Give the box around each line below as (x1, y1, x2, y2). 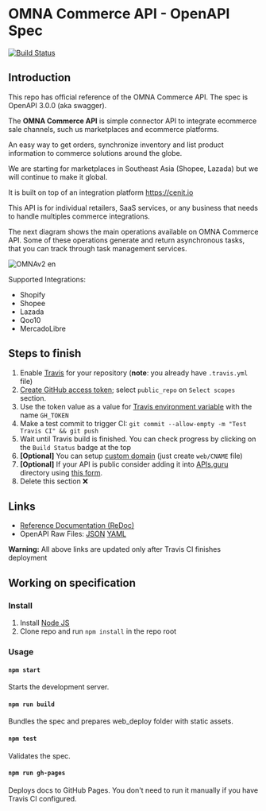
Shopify (19, 289, 46, 299)
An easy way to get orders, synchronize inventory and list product (8, 140, 224, 149)
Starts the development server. (8, 682, 110, 692)
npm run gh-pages (8, 769, 66, 778)
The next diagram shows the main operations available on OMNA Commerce (8, 227, 259, 236)
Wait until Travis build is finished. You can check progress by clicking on (19, 434, 256, 444)
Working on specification (8, 576, 137, 589)
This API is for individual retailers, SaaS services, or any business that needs (8, 203, 258, 212)
